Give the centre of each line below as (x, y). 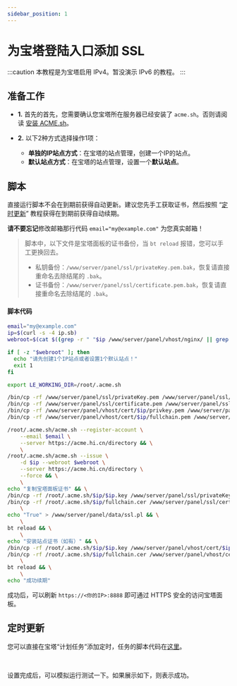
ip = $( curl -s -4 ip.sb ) (42, 333)
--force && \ (39, 476)
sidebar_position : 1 (38, 14)
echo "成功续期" (29, 581)
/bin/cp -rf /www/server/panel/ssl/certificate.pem (85, 404)
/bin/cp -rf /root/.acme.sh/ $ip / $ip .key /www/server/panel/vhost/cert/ (115, 548)
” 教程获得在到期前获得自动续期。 (74, 214)
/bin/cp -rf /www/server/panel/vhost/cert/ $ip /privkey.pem (96, 411)
